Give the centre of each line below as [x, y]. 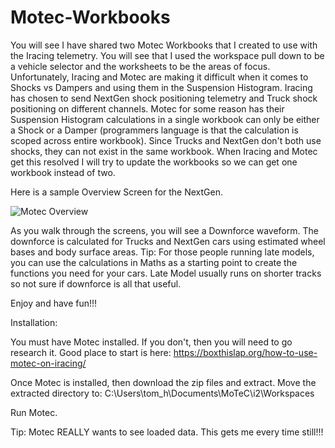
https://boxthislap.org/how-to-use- [245, 352]
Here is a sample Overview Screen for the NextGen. [116, 192]
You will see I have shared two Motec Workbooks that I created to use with [164, 45]
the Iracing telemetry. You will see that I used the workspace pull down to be [167, 55]
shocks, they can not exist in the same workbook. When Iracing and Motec [164, 151]
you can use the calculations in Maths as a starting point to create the [154, 262]
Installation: [34, 322]
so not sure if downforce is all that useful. [96, 283]
